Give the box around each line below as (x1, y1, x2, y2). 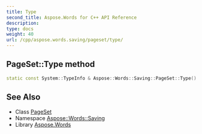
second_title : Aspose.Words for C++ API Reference (6, 14, 137, 21)
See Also (6, 92, 41, 103)
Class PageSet (15, 108, 52, 115)
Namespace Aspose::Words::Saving (15, 114, 105, 121)
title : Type (6, 8, 36, 15)
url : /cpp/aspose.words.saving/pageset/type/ (6, 37, 123, 43)
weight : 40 (6, 31, 34, 37)
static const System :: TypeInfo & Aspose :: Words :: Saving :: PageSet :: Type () (6, 75, 197, 81)
